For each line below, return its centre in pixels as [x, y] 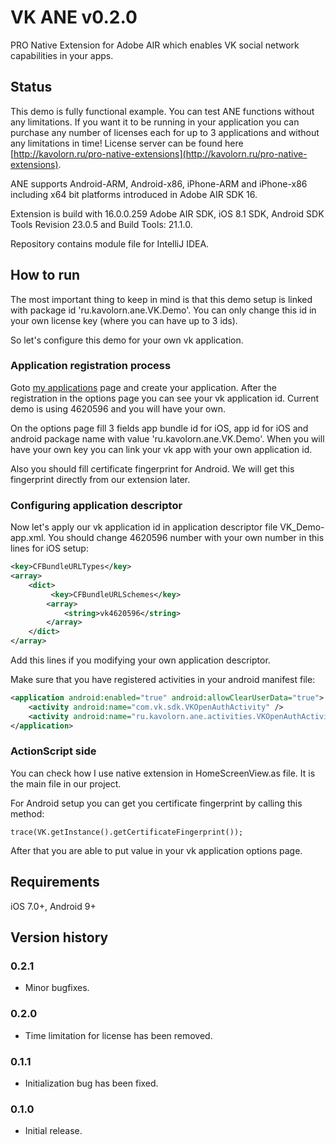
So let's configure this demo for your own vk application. [127, 340]
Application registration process [91, 366]
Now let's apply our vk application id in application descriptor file [144, 527]
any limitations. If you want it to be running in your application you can [155, 122]
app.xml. [28, 538]
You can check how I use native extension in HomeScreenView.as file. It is [163, 773]
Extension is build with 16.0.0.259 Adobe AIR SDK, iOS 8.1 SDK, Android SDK [167, 213]
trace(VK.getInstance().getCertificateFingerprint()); [127, 832]
